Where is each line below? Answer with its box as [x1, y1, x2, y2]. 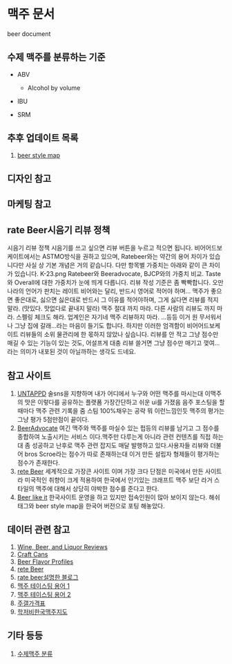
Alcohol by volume [27, 84, 81, 92]
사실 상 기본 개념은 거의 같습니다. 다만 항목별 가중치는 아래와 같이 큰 [25, 261, 208, 270]
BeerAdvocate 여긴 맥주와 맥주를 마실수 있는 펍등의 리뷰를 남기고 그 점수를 [17, 423, 220, 432]
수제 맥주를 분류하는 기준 [7, 51, 106, 63]
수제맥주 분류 [17, 649, 53, 658]
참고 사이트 [7, 369, 52, 381]
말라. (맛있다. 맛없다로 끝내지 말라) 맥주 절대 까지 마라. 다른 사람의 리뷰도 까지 [7, 304, 215, 313]
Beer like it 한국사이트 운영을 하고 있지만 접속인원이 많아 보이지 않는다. [17, 492, 208, 501]
